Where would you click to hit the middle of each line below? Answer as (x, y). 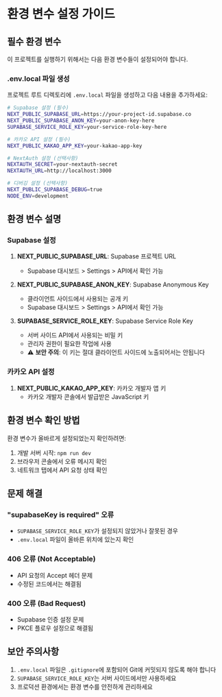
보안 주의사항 (33, 652)
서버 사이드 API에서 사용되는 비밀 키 (75, 335)
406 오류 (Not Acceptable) (51, 559)
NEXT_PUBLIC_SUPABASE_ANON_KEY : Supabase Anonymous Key (113, 284)
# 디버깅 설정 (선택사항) (38, 183)
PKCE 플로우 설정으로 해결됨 (55, 628)
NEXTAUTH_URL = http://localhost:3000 (59, 171)
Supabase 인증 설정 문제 (50, 619)
